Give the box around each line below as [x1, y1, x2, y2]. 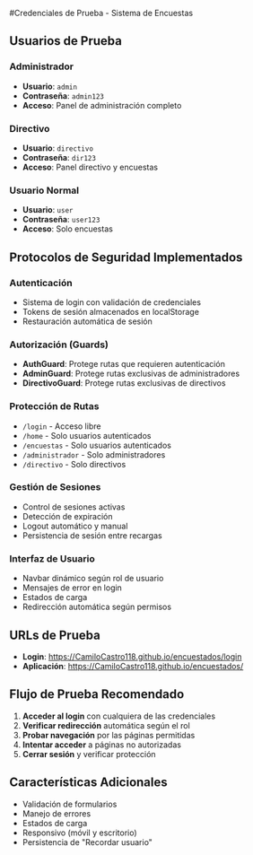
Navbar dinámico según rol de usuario [22, 573, 164, 584]
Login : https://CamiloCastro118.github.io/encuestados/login [22, 650, 242, 662]
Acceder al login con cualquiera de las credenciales [22, 711, 216, 721]
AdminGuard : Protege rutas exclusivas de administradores [22, 368, 240, 380]
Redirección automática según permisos [22, 601, 172, 613]
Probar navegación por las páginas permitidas [22, 729, 196, 740]
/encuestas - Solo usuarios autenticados [22, 440, 172, 450]
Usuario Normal [9, 184, 80, 196]
